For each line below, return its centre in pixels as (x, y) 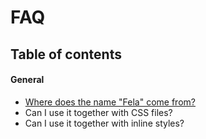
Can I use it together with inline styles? (104, 123)
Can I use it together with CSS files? (98, 112)
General (27, 80)
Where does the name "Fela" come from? (110, 102)
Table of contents (66, 54)
